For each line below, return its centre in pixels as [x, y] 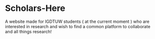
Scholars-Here [35, 8]
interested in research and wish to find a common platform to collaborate [78, 26]
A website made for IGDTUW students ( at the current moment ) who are [77, 21]
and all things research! [28, 31]
